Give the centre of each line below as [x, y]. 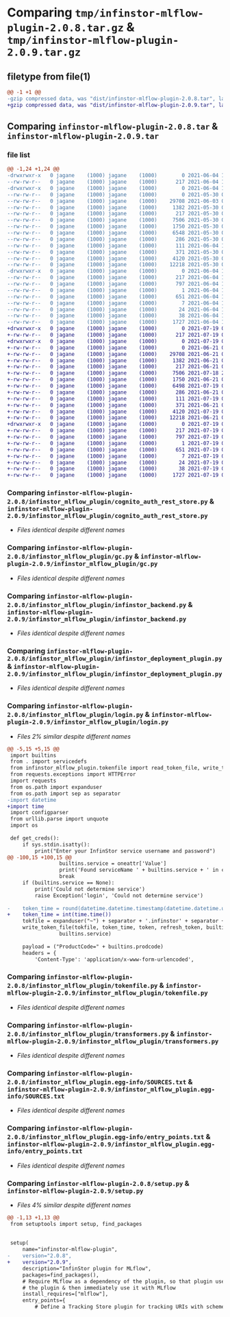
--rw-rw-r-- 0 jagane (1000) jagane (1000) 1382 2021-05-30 [113, 207]
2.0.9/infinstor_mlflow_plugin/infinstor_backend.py [97, 619]
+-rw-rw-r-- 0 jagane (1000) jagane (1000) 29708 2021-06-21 [113, 354]
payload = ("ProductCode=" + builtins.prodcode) [93, 947]
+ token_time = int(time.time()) [59, 915]
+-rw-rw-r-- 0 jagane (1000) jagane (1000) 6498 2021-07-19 [113, 386]
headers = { [39, 953]
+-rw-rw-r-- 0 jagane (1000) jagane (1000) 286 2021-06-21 [113, 392]
